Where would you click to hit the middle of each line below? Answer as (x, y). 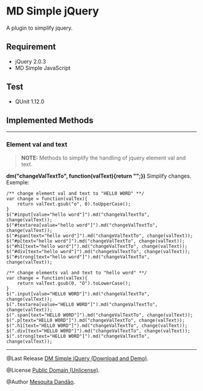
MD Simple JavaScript (43, 68)
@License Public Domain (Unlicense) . (53, 370)
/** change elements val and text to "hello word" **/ (77, 273)
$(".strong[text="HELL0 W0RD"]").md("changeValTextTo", (78, 336)
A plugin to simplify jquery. (40, 28)
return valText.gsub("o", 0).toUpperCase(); (74, 204)
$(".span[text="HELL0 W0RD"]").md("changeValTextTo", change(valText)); (100, 315)
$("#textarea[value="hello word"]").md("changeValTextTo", (82, 225)
